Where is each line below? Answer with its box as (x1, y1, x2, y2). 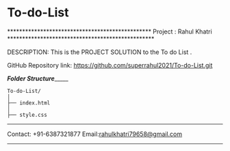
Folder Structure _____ (7, 74, 68, 83)
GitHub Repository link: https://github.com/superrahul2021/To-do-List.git (7, 61, 213, 69)
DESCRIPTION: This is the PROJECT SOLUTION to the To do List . (7, 48, 192, 56)
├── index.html (7, 99, 51, 107)
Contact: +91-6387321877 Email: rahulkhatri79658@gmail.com (7, 130, 183, 138)
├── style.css (7, 111, 48, 118)
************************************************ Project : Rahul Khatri (7, 27, 212, 36)
